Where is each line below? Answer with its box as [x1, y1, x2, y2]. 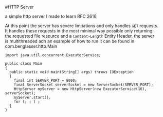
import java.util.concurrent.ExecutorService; [5, 53, 101, 58]
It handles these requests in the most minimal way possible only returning [5, 28, 153, 33]
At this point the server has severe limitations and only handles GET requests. [5, 23, 159, 29]
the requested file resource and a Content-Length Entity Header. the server [5, 33, 155, 39]
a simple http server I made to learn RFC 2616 [5, 14, 97, 19]
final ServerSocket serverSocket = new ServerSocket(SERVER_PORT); [14, 82, 153, 87]
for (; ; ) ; [14, 99, 40, 104]
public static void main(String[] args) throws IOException [9, 70, 134, 74]
